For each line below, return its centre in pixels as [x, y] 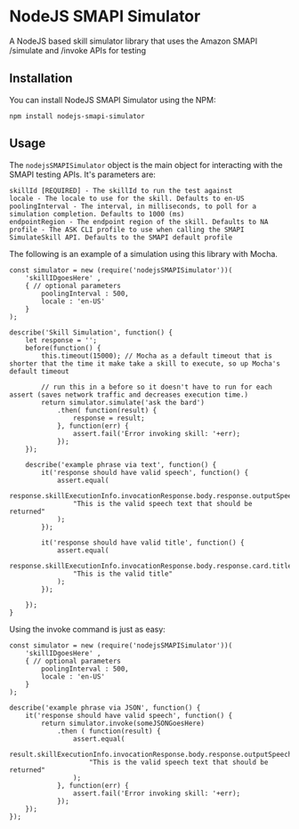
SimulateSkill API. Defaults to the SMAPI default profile [121, 237]
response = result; [109, 418]
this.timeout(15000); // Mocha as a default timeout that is [157, 356]
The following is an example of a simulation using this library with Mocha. [144, 254]
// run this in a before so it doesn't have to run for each [157, 387]
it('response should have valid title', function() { [143, 543]
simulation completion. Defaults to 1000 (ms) [97, 214]
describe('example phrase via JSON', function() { [105, 708]
